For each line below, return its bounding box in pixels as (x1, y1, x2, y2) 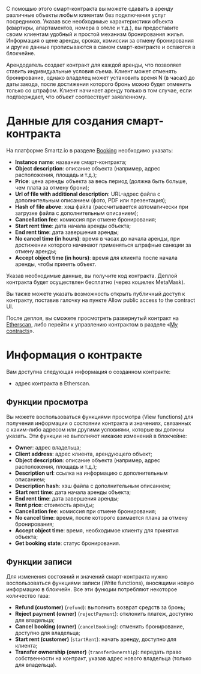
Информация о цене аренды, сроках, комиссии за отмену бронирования (6, 37, 194, 44)
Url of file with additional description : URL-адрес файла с (14, 190, 161, 197)
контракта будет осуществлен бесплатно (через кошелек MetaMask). (6, 278, 185, 286)
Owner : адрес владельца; (14, 444, 82, 451)
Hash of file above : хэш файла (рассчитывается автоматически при (14, 203, 188, 210)
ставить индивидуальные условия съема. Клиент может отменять (6, 68, 177, 74)
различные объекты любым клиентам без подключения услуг (6, 11, 166, 19)
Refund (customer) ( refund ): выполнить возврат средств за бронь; (14, 603, 186, 611)
